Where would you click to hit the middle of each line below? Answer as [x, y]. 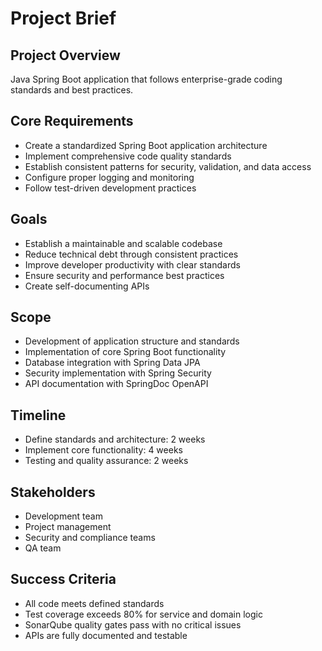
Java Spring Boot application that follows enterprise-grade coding [146, 79]
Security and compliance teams [90, 538]
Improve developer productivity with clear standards [132, 264]
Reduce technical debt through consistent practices [131, 254]
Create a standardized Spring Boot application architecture [146, 145]
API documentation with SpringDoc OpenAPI [116, 384]
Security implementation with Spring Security [118, 373]
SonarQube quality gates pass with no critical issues [133, 624]
